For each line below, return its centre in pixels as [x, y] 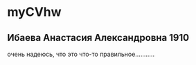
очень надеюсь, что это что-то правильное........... [81, 54]
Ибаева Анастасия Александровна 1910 [98, 38]
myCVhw [34, 12]
